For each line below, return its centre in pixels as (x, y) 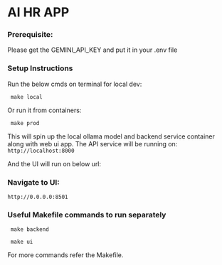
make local (26, 97)
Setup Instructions (40, 68)
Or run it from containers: (44, 110)
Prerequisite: (30, 35)
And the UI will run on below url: (54, 163)
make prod (25, 123)
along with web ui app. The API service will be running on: (92, 144)
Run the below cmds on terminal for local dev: (75, 84)
